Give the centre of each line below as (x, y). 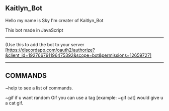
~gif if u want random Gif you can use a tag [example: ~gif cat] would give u (84, 97)
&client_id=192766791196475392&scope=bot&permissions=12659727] (78, 55)
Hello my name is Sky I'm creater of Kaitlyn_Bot (54, 20)
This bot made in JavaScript (34, 30)
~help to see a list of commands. (39, 88)
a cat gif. (14, 103)
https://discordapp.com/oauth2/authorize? (51, 50)
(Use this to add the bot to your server (45, 44)
